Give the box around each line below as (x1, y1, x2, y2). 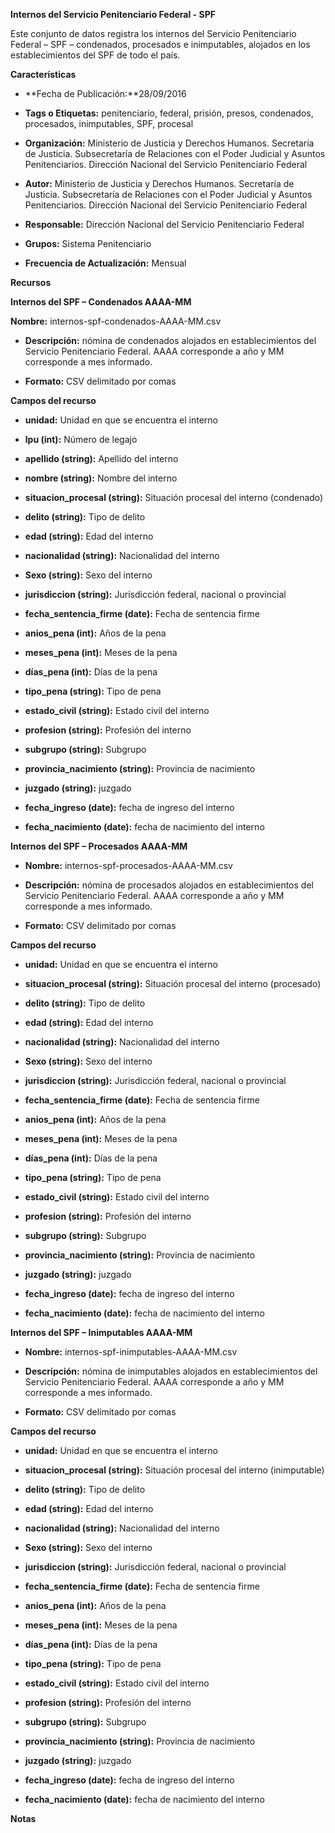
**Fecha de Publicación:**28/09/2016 (24, 88, 187, 99)
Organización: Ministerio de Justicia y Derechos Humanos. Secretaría (24, 137, 315, 149)
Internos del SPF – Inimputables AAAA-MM (10, 1327, 193, 1338)
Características (10, 69, 77, 80)
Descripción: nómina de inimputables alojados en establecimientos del (24, 1365, 318, 1377)
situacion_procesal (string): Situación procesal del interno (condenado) (24, 492, 324, 503)
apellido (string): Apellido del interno (24, 453, 179, 464)
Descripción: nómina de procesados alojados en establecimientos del (24, 879, 314, 891)
